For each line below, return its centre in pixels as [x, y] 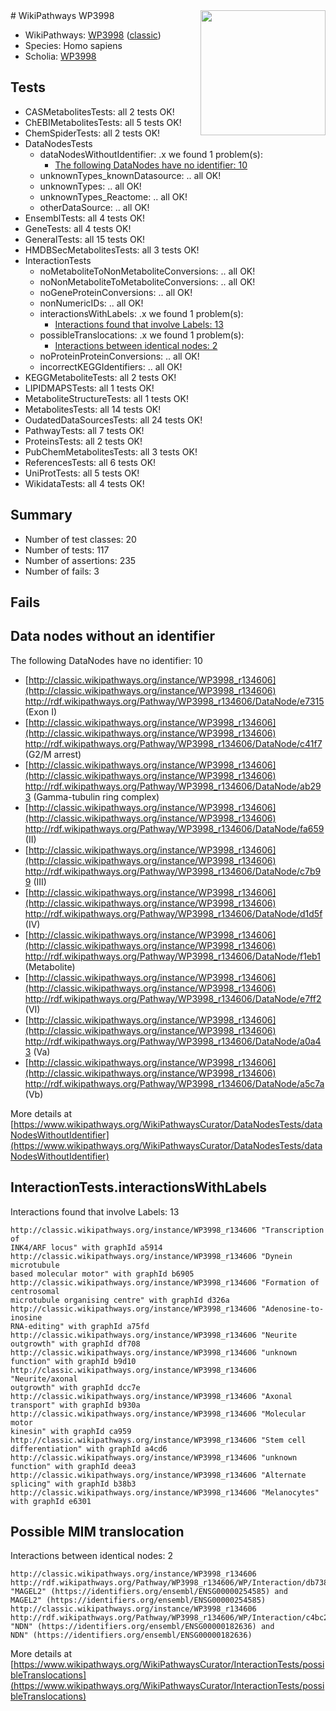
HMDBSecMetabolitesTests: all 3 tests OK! [112, 250]
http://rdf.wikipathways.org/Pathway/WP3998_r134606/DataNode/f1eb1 [172, 956]
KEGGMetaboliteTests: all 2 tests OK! [100, 377]
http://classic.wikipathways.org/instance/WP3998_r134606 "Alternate [158, 1475]
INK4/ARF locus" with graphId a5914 [86, 1247]
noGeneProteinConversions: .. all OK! [116, 292]
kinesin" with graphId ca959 [71, 1431]
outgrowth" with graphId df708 [75, 1344]
